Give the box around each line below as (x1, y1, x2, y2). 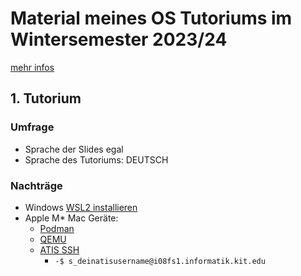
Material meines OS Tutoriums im (10, 7, 293, 30)
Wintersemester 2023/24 (10, 28, 228, 51)
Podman (39, 222, 75, 234)
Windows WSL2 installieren (24, 201, 138, 213)
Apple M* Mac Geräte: (24, 212, 119, 224)
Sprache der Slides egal (24, 143, 124, 155)
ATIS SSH (39, 243, 80, 256)
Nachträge (10, 178, 63, 192)
